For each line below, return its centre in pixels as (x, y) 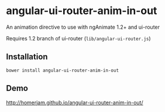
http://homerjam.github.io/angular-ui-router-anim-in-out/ (75, 102)
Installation (27, 57)
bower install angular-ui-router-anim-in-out (62, 70)
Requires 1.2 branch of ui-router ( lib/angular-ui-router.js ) (78, 38)
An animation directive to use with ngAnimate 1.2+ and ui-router (83, 27)
